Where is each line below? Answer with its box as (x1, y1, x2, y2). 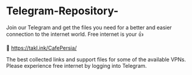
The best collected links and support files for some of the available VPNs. (6, 55, 186, 63)
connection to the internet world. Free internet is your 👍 (6, 30, 144, 37)
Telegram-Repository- (6, 4, 119, 18)
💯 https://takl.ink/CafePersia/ (6, 44, 77, 51)
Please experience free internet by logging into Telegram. (6, 62, 147, 69)
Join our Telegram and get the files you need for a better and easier (6, 24, 172, 31)
